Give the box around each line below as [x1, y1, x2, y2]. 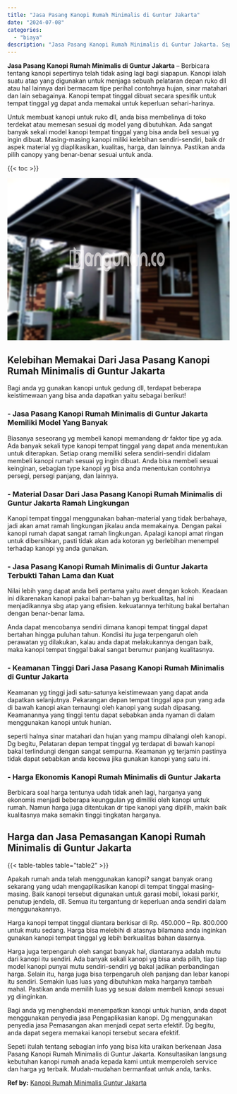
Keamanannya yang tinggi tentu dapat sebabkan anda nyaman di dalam [7, 711, 215, 719]
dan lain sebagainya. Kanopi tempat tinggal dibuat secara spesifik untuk [7, 92, 217, 100]
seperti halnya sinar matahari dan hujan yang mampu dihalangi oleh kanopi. [7, 732, 227, 740]
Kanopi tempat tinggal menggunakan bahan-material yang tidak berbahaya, [7, 514, 227, 523]
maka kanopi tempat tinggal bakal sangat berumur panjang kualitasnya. [7, 646, 215, 654]
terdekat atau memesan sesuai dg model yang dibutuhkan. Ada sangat [7, 120, 213, 129]
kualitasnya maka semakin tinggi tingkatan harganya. [7, 810, 161, 819]
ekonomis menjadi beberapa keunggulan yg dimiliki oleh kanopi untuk [7, 796, 210, 804]
